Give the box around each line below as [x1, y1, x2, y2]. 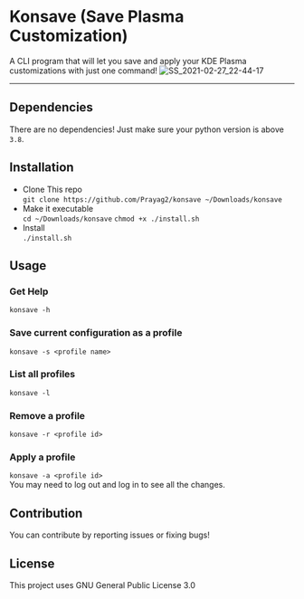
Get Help [9, 285, 49, 298]
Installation [9, 160, 74, 176]
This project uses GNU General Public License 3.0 [9, 580, 196, 591]
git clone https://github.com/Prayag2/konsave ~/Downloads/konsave [22, 195, 282, 204]
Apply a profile [9, 451, 76, 463]
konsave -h [9, 306, 51, 315]
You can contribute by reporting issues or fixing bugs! [9, 529, 210, 540]
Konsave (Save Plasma [9, 6, 185, 27]
